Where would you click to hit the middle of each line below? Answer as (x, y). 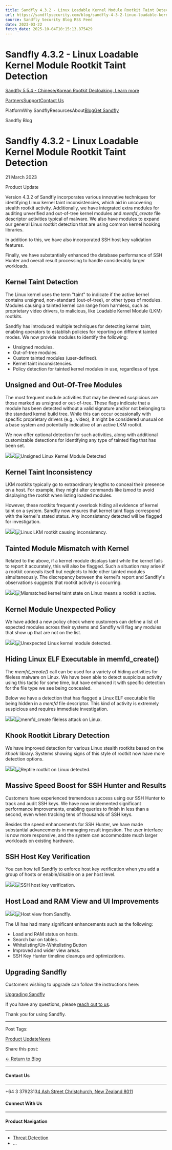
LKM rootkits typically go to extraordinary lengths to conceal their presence (85, 484)
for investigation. (23, 522)
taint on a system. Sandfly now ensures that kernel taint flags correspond (83, 511)
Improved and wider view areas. (47, 950)
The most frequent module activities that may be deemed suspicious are (82, 397)
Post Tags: (17, 1029)
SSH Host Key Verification (48, 857)
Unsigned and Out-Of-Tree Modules (64, 385)
